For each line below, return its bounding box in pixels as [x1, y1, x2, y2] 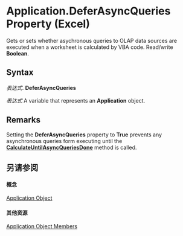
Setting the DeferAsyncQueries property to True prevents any [6, 131, 162, 138]
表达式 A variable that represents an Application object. [6, 97, 146, 104]
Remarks [6, 115, 41, 125]
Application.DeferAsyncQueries [6, 4, 171, 18]
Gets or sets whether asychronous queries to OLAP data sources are [6, 37, 178, 44]
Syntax [6, 68, 34, 78]
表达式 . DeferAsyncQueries [6, 84, 77, 91]
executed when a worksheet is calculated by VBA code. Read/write [6, 43, 173, 51]
